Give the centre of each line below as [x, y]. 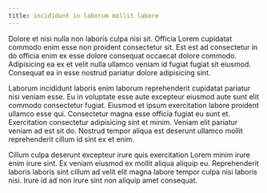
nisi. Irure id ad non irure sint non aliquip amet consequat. [103, 180]
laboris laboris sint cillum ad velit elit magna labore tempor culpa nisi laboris [133, 171]
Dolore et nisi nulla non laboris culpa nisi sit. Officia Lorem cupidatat [120, 38]
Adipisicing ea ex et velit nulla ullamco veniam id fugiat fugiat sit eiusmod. [130, 64]
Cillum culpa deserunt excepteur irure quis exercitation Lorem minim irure [129, 155]
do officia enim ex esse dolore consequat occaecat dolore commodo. [123, 55]
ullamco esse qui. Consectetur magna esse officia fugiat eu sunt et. [119, 114]
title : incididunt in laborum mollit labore [84, 16]
